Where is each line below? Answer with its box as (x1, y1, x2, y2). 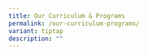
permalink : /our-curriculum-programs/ (8, 19, 140, 27)
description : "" (8, 34, 63, 43)
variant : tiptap (8, 27, 63, 35)
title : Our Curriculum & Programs (8, 11, 126, 20)
